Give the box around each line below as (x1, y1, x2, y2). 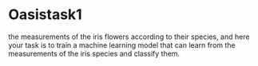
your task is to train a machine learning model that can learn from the (8, 40, 236, 49)
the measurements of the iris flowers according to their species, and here (8, 32, 250, 41)
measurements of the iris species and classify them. (8, 49, 181, 58)
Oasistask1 (8, 6, 82, 24)
